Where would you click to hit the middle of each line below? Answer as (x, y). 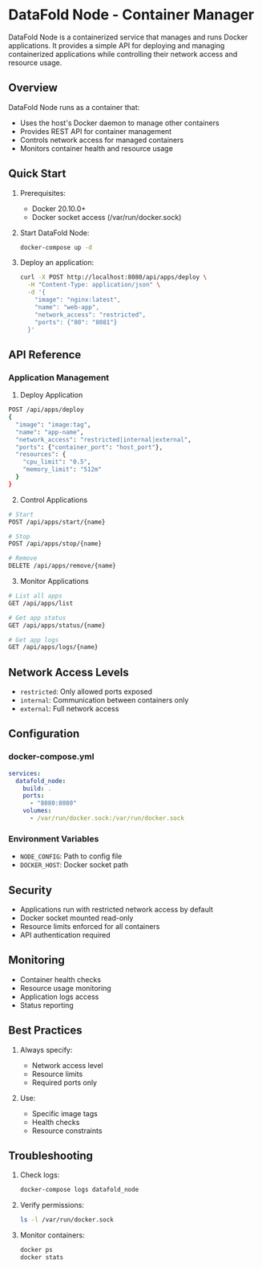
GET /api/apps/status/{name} (57, 625)
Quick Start (37, 174)
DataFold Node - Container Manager (131, 15)
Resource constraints (67, 1131)
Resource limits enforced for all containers (90, 926)
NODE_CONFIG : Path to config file (71, 856)
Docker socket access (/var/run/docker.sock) (107, 217)
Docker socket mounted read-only (77, 918)
